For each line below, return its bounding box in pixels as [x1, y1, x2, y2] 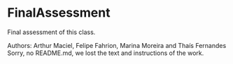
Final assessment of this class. [7, 28, 96, 36]
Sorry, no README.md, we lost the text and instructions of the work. [7, 49, 204, 57]
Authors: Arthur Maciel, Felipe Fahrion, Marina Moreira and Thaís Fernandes [7, 41, 227, 49]
